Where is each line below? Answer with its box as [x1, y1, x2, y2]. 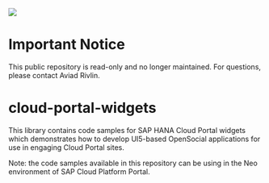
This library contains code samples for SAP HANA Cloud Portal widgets [8, 125, 246, 135]
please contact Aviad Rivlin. [8, 70, 101, 80]
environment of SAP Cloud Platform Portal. [8, 166, 151, 177]
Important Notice [8, 35, 125, 54]
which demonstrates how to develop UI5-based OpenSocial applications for [8, 134, 261, 143]
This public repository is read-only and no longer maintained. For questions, [8, 61, 261, 72]
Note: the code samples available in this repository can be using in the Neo [8, 158, 258, 168]
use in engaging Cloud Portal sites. [8, 142, 125, 152]
